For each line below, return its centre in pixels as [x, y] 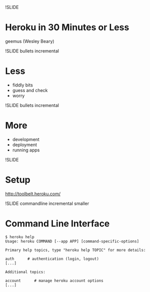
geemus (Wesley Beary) [30, 41]
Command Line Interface [58, 223]
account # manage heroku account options [54, 280]
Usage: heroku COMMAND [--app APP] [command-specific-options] [72, 241]
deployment [25, 144]
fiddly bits [23, 85]
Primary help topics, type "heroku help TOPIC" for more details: [75, 250]
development [26, 139]
